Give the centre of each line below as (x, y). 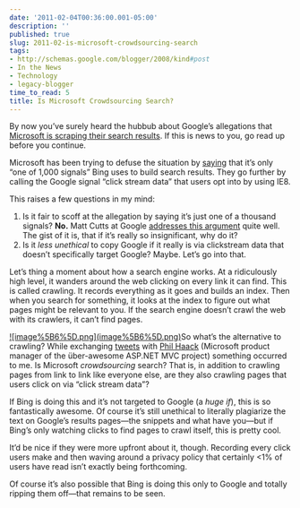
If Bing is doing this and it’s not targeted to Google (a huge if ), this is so (140, 402)
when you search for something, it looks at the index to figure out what (140, 300)
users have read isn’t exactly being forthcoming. (99, 467)
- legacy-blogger (42, 84)
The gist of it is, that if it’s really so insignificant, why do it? (130, 236)
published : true (39, 34)
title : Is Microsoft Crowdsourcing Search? (92, 101)
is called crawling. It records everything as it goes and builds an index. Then (150, 291)
